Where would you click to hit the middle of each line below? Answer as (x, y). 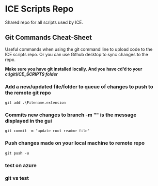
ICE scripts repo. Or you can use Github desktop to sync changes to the (77, 54)
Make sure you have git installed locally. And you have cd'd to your (74, 69)
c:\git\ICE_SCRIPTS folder (32, 74)
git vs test (17, 178)
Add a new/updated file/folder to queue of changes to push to (79, 87)
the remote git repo (28, 93)
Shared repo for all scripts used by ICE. (44, 22)
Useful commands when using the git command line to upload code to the (79, 49)
